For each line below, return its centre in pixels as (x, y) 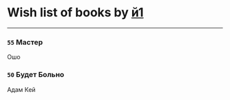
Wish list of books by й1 (75, 13)
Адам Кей (22, 89)
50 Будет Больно (36, 75)
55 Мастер (25, 42)
